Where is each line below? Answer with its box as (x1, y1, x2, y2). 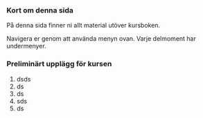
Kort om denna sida (6, 6, 74, 15)
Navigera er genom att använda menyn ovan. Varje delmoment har (6, 35, 197, 43)
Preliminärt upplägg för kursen (6, 59, 112, 69)
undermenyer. (6, 42, 46, 50)
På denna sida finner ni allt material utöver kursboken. (6, 21, 161, 30)
